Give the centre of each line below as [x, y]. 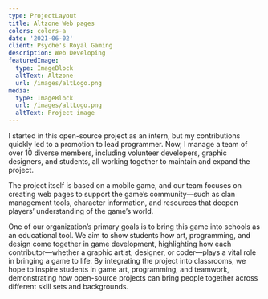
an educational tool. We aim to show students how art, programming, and [130, 235]
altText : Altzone [45, 76]
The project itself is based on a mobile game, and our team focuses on [125, 185]
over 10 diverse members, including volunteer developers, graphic [118, 153]
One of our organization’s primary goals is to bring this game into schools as [134, 227]
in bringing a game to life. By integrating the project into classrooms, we [127, 261]
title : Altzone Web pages [51, 23]
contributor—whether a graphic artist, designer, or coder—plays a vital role [132, 252]
